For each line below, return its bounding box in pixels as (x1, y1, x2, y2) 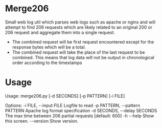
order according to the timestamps (12, 60, 82, 65)
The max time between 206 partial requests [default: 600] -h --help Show (5, 113, 154, 119)
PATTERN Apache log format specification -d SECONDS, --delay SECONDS (5, 107, 158, 113)
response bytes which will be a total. (12, 44, 86, 50)
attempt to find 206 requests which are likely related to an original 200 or (5, 24, 153, 30)
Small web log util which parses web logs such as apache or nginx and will (5, 19, 156, 25)
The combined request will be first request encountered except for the (12, 39, 154, 44)
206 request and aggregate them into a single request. (5, 29, 115, 35)
